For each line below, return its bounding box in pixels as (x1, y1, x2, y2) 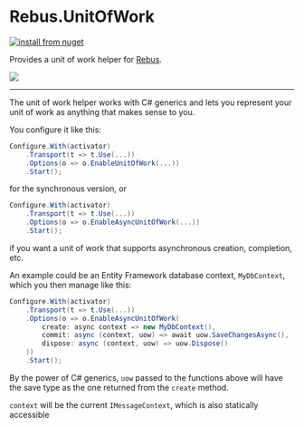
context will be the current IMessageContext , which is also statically (9, 399, 259, 410)
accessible (9, 409, 50, 420)
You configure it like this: (9, 124, 102, 135)
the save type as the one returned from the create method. (9, 382, 229, 393)
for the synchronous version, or (9, 183, 127, 194)
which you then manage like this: (9, 279, 132, 290)
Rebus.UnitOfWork (9, 6, 156, 27)
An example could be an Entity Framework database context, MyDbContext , (9, 269, 286, 280)
